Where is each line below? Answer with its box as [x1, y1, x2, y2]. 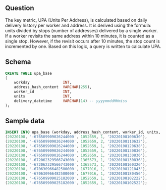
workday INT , [14, 80, 72, 85]
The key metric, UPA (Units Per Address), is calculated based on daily [5, 17, 148, 23]
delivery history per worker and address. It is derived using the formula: [5, 22, 152, 28]
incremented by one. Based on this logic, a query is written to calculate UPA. [5, 43, 162, 49]
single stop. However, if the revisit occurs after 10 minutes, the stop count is [5, 38, 160, 44]
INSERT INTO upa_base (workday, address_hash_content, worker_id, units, [5, 130, 161, 135]
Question [5, 4, 34, 12]
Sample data [5, 117, 45, 125]
